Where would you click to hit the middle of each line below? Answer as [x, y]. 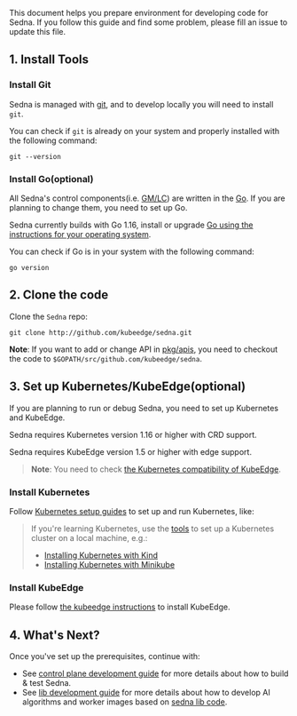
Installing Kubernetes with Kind [101, 555]
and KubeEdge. [37, 418]
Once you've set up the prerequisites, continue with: [105, 656]
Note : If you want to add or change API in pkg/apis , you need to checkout [143, 349]
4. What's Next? [55, 635]
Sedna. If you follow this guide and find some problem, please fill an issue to [148, 22]
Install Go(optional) [52, 179]
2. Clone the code [59, 295]
